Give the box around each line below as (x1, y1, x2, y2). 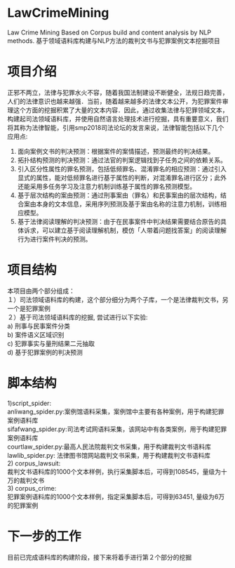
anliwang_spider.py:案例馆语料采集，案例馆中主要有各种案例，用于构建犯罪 (7, 407, 224, 416)
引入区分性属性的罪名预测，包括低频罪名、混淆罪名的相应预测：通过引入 (17, 164, 227, 173)
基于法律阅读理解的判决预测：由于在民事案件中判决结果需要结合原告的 (17, 217, 221, 225)
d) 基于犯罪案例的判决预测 (7, 348, 83, 356)
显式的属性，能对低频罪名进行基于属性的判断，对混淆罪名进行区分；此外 (17, 173, 227, 182)
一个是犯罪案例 (7, 304, 51, 312)
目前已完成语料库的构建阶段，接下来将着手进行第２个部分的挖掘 (7, 553, 192, 561)
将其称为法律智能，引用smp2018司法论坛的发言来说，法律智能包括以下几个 (7, 123, 224, 131)
